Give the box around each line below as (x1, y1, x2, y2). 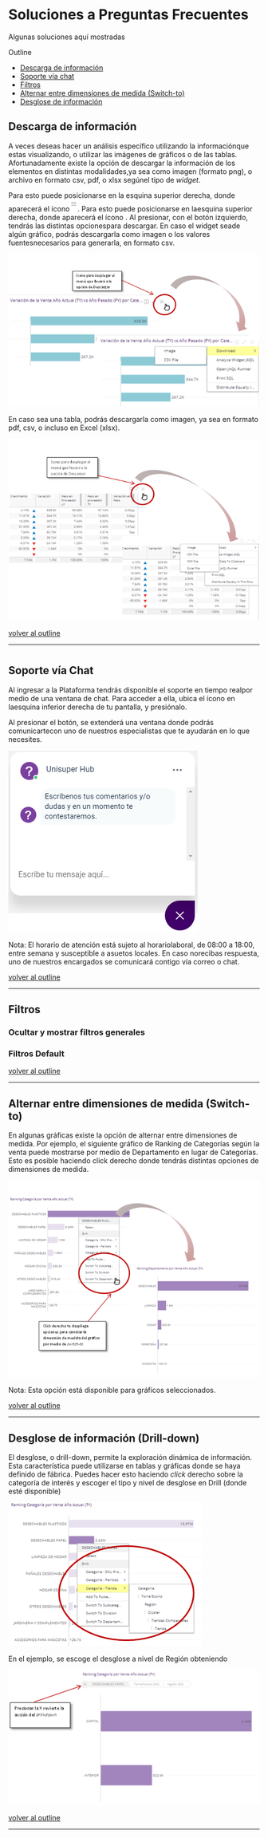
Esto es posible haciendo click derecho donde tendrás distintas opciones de (8, 1156, 259, 1166)
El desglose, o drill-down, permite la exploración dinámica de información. (8, 1453, 253, 1462)
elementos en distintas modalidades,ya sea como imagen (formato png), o (8, 166, 253, 176)
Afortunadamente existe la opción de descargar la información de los (8, 158, 235, 168)
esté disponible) (8, 1486, 61, 1497)
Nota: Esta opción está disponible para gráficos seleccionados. (8, 1386, 216, 1395)
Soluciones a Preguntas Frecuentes (8, 6, 249, 24)
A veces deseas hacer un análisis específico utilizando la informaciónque (8, 141, 250, 151)
